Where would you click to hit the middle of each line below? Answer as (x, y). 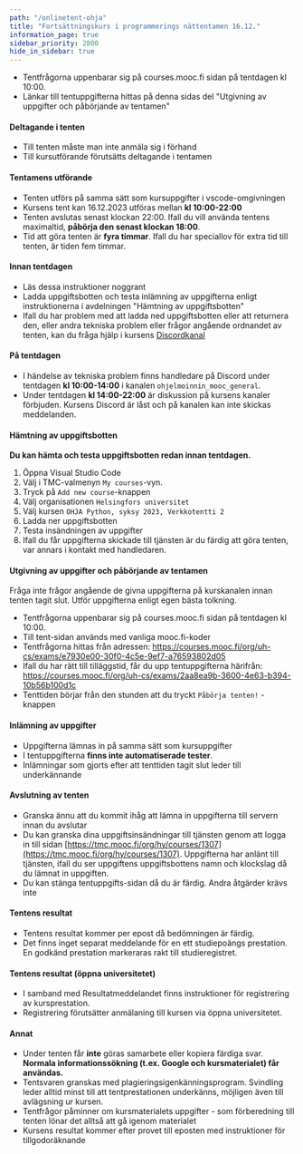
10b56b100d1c (49, 685)
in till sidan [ (45, 844)
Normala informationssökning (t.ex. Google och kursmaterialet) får (151, 1063)
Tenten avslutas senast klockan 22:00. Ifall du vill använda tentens (146, 217)
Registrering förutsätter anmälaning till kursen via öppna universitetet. (152, 1013)
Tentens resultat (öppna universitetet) (83, 973)
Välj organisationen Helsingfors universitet (106, 502)
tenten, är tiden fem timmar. (74, 246)
